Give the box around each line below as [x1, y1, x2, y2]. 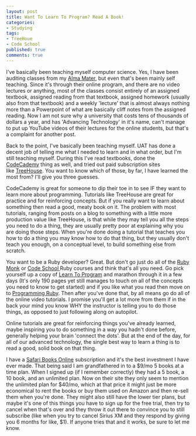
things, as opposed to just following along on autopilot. [6, 308, 139, 315]
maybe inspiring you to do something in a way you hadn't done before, [6, 326, 177, 333]
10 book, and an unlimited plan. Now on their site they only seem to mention [6, 374, 189, 381]
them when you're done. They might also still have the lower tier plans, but [6, 393, 186, 400]
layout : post [6, 8, 38, 15]
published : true [6, 47, 46, 53]
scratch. [6, 247, 26, 254]
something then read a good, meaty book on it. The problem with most [6, 203, 177, 210]
